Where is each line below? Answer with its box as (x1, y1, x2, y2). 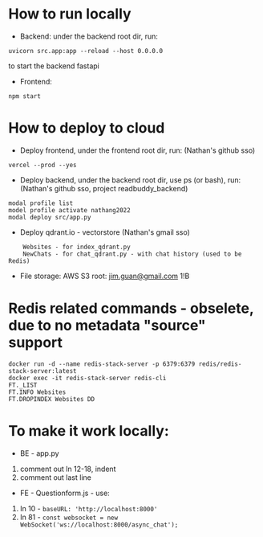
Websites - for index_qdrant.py (22, 243, 131, 251)
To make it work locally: (8, 422, 170, 440)
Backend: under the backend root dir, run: (19, 31, 159, 41)
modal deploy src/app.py (8, 213, 91, 221)
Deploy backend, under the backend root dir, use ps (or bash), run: (19, 174, 241, 185)
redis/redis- (198, 359, 242, 368)
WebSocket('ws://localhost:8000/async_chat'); (19, 520, 179, 529)
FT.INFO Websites (8, 387, 67, 396)
